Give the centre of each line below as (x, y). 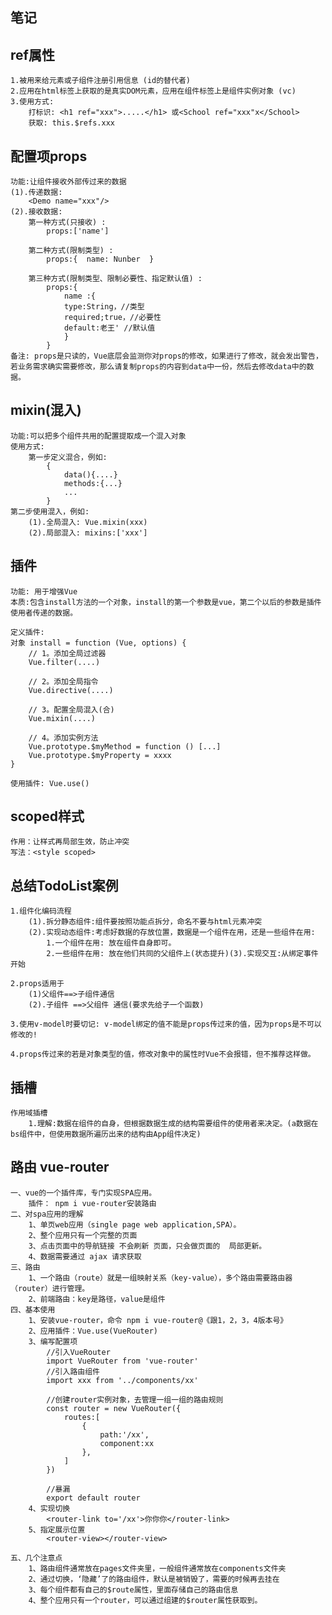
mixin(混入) (46, 410)
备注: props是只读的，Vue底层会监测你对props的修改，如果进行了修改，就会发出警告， (166, 356)
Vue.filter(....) (64, 662)
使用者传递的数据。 (44, 613)
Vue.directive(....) (71, 690)
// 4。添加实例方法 (63, 738)
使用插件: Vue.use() (50, 783)
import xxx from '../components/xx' (122, 1380)
